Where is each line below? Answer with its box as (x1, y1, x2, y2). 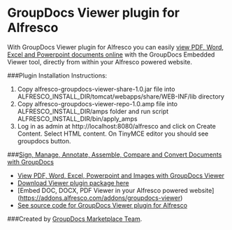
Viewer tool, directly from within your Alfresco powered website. (7, 57, 193, 66)
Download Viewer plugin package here (17, 178, 129, 187)
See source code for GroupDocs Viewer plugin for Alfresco (17, 201, 187, 209)
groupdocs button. (17, 136, 71, 145)
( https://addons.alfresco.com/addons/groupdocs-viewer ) (17, 194, 183, 202)
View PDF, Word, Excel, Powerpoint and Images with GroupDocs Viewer (17, 171, 225, 180)
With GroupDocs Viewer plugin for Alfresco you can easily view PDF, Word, (7, 43, 224, 51)
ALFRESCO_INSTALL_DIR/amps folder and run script (17, 107, 169, 115)
